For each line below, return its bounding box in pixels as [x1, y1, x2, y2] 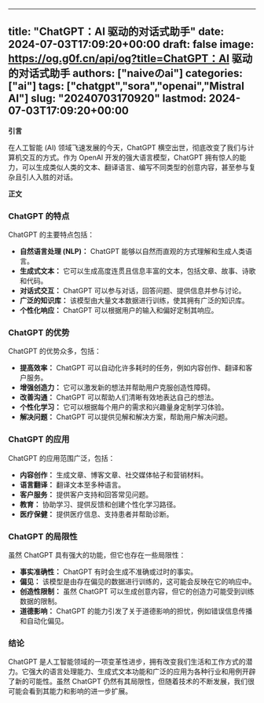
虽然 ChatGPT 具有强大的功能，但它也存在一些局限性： [8, 550, 186, 559]
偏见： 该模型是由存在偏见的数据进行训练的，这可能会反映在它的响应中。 [19, 577, 256, 586]
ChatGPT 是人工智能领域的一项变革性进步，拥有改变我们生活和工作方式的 [8, 657, 246, 667]
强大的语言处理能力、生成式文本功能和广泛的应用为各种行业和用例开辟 [28, 667, 256, 676]
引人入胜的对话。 [21, 172, 77, 182]
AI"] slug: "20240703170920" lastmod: [8, 92, 207, 105]
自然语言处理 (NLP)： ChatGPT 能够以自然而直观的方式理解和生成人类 [19, 247, 246, 256]
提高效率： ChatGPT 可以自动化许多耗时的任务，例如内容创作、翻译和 [19, 363, 246, 373]
